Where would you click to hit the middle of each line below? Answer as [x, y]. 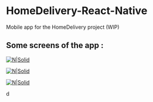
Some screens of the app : [55, 45]
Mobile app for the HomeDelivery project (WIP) [63, 27]
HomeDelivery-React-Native [77, 11]
